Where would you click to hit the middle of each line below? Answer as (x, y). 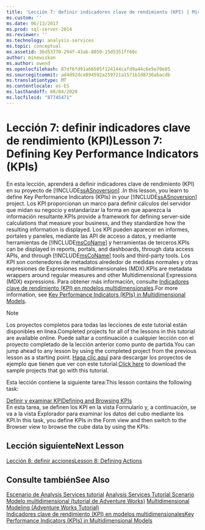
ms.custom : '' (24, 18)
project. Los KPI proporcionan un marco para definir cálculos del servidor (99, 203)
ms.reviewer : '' (27, 35)
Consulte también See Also (58, 479)
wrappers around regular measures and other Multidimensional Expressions (102, 275)
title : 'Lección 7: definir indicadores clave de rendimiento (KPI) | (98, 12)
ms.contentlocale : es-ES (38, 86)
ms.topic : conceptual (34, 47)
